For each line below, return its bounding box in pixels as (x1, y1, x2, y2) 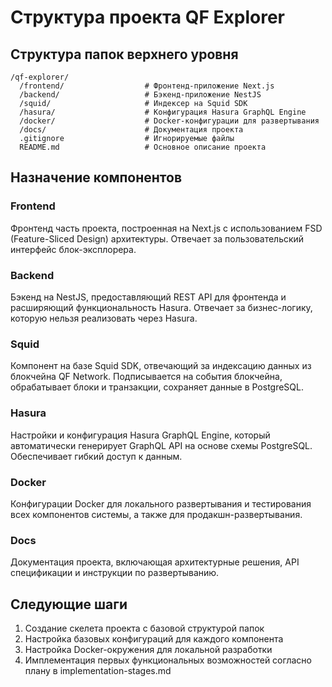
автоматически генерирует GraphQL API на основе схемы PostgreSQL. (10, 439, 313, 451)
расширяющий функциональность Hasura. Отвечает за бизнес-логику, (10, 301, 313, 313)
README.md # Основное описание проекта (19, 142, 267, 152)
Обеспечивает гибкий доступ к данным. (10, 450, 183, 462)
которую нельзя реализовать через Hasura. (10, 312, 198, 324)
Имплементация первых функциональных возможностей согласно (24, 654, 312, 666)
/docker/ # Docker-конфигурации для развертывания (19, 116, 320, 126)
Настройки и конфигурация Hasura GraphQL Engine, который (10, 429, 271, 441)
